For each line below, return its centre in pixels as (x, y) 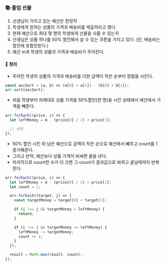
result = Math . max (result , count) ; (46, 255)
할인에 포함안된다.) (30, 46)
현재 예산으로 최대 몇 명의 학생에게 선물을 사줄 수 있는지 (66, 34)
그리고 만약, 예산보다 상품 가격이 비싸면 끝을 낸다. (60, 156)
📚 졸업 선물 (19, 7)
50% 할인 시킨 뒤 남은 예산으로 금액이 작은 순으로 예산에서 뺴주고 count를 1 (85, 144)
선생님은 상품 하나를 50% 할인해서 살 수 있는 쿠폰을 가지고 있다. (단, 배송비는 (86, 39)
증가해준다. (23, 150)
